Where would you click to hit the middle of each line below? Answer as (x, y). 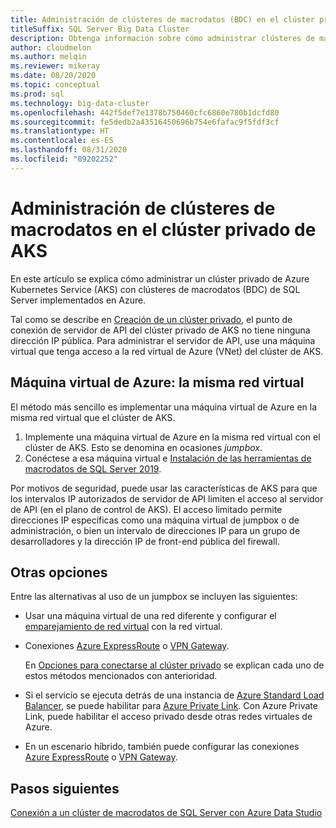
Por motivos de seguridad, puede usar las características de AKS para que (164, 488)
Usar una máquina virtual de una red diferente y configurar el (150, 616)
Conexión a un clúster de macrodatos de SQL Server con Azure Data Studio (166, 813)
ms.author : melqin (48, 57)
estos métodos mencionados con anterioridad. (121, 676)
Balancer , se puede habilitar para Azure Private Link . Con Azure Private (171, 706)
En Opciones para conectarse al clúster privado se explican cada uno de (174, 665)
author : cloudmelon (51, 47)
